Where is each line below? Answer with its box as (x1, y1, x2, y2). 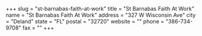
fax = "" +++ (23, 24, 54, 31)
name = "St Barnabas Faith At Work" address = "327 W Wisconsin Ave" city (5, 11, 196, 19)
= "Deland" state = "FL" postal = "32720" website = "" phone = (5, 18, 165, 25)
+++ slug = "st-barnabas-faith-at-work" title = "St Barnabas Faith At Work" (5, 5, 195, 12)
